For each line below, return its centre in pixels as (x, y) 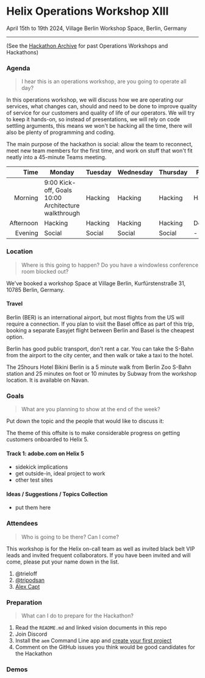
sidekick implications (41, 467)
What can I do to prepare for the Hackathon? (77, 616)
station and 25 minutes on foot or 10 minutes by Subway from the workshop (102, 373)
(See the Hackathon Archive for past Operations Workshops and (87, 46)
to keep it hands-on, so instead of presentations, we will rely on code (93, 119)
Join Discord (31, 634)
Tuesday (99, 173)
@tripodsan (30, 580)
